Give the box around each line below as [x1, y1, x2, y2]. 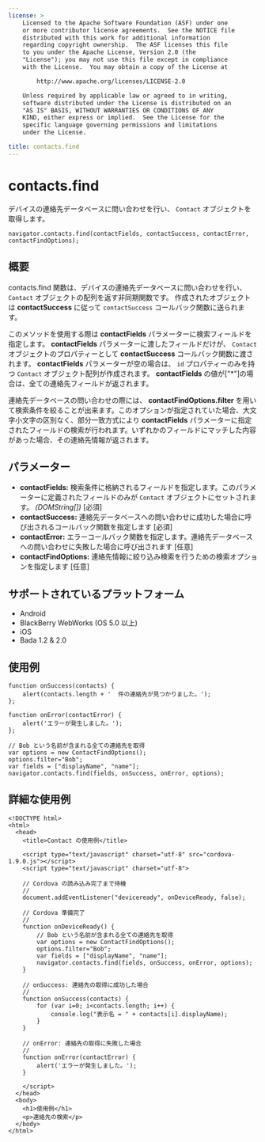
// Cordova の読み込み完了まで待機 [22, 879, 127, 887]
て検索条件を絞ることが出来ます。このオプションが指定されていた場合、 [8, 405, 244, 415]
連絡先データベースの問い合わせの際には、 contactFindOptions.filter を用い [8, 395, 257, 404]
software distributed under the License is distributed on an [22, 99, 232, 107]
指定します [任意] [33, 562, 89, 571]
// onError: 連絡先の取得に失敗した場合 [22, 1039, 142, 1047]
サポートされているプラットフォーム [8, 587, 184, 601]
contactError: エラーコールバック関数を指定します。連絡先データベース [19, 532, 253, 542]
